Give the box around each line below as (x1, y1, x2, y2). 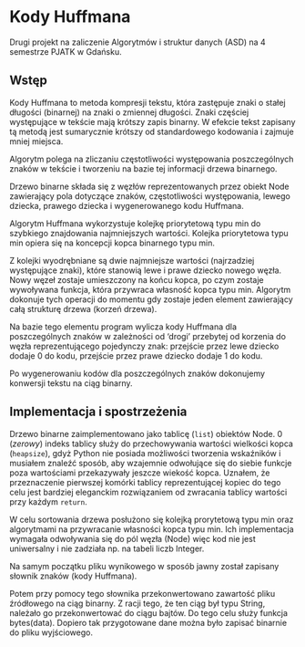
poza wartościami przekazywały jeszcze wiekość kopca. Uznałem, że (9, 467, 270, 478)
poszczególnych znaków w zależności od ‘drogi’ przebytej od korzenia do (9, 330, 287, 341)
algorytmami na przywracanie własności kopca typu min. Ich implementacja (9, 523, 294, 535)
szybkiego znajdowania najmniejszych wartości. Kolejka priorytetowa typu (9, 227, 289, 238)
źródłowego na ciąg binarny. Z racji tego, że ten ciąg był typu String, (9, 598, 266, 609)
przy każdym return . (9, 496, 88, 507)
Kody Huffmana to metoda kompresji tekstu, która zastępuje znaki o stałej (9, 97, 286, 108)
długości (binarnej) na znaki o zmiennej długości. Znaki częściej (9, 107, 249, 118)
